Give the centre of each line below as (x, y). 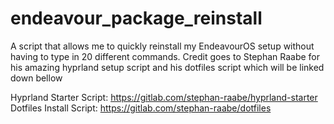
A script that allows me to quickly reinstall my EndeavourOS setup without (162, 46)
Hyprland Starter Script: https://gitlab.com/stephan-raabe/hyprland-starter (164, 97)
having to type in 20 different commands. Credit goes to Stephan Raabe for (165, 56)
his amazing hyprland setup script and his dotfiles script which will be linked (167, 67)
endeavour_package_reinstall (136, 18)
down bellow (36, 78)
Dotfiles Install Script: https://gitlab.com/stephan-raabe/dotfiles (141, 108)
